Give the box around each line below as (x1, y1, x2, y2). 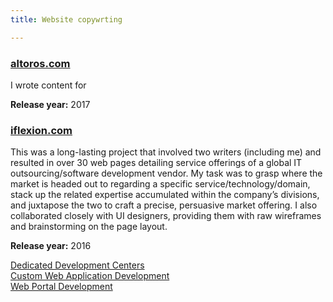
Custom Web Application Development (10, 270, 170, 282)
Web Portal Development (10, 281, 113, 293)
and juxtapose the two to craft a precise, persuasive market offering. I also (10, 199, 318, 211)
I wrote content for (10, 79, 87, 91)
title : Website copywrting (10, 14, 123, 25)
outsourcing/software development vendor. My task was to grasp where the (10, 167, 323, 180)
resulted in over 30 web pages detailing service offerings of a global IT (10, 157, 303, 169)
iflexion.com (10, 123, 73, 137)
